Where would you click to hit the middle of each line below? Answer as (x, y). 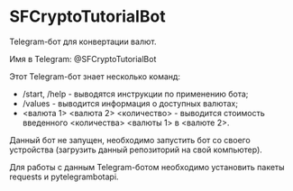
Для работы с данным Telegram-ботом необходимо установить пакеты (147, 167)
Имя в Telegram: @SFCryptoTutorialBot (83, 59)
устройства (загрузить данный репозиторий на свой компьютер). (136, 150)
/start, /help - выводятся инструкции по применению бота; (135, 94)
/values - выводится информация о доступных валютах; (130, 103)
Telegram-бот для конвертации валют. (83, 41)
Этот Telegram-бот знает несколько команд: (95, 76)
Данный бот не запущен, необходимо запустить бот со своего (130, 140)
